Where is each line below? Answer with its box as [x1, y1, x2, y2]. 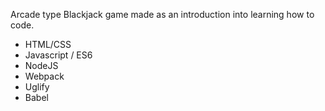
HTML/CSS [24, 39, 72, 50]
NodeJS [24, 60, 59, 71]
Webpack [24, 70, 65, 82]
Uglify [24, 81, 50, 93]
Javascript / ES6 [24, 49, 93, 61]
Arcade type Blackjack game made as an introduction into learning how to [10, 9, 315, 20]
